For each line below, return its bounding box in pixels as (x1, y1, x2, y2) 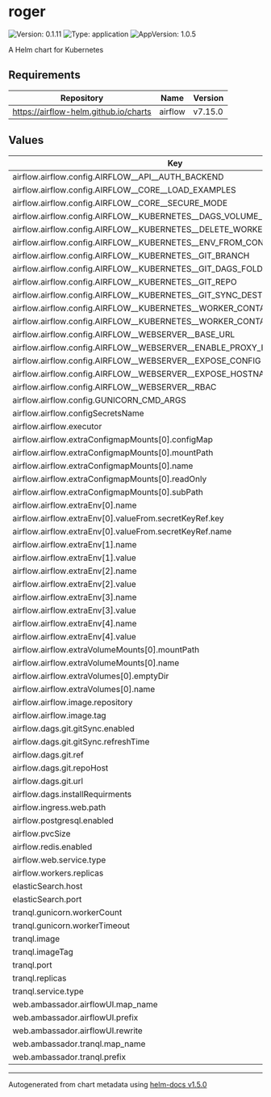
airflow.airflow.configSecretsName (12, 407, 144, 419)
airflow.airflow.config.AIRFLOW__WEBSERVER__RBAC (12, 381, 217, 392)
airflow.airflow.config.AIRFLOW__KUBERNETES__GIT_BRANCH (12, 250, 250, 261)
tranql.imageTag (12, 946, 74, 957)
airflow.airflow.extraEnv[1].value (12, 552, 137, 563)
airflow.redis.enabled (12, 841, 93, 852)
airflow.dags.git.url (12, 775, 83, 787)
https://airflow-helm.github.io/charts (12, 106, 152, 117)
